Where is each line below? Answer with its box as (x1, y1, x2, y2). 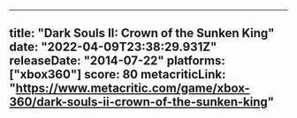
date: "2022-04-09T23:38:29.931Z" (9, 40, 217, 55)
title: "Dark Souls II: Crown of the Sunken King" (9, 26, 275, 41)
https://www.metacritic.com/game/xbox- (15, 81, 250, 96)
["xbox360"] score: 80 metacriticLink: (9, 67, 226, 82)
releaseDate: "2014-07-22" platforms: (9, 54, 225, 69)
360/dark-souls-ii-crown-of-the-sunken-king (9, 94, 268, 110)
